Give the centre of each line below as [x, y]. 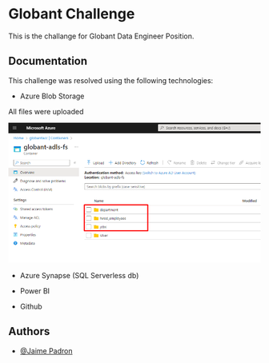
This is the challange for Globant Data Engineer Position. [101, 36]
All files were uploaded [46, 111]
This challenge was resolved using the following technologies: [111, 80]
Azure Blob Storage [52, 96]
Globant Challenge [72, 14]
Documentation [48, 61]
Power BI [35, 291]
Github [31, 307]
